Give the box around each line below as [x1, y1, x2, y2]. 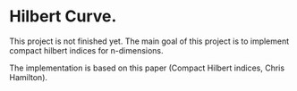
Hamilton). [9, 71, 47, 82]
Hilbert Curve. [9, 6, 117, 27]
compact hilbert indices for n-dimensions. [9, 45, 164, 55]
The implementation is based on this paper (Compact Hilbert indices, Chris [9, 62, 284, 73]
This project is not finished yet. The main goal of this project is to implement [9, 36, 290, 46]
